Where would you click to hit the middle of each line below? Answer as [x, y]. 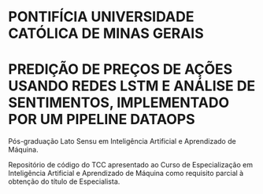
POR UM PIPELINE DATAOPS [102, 120]
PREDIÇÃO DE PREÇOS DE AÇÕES [120, 70]
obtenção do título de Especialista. [64, 181]
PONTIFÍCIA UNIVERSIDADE [101, 17]
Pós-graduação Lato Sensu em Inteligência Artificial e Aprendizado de [122, 141]
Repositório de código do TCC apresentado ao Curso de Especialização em [131, 165]
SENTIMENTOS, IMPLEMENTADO [119, 103]
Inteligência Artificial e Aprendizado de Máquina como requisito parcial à [126, 174]
